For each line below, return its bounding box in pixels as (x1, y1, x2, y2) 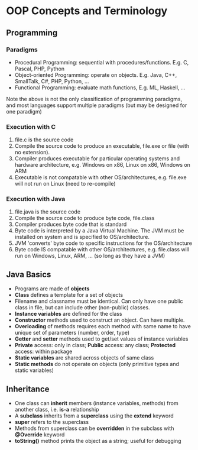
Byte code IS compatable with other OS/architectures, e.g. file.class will (14, 246, 190, 253)
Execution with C (6, 122, 56, 131)
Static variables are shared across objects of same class (14, 354, 154, 361)
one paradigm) (6, 108, 43, 115)
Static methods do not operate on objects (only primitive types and (14, 361, 179, 368)
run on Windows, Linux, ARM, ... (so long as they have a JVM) (14, 252, 165, 260)
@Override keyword (14, 431, 65, 438)
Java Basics (6, 269, 51, 279)
